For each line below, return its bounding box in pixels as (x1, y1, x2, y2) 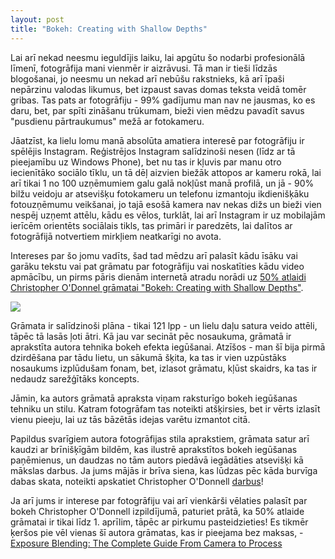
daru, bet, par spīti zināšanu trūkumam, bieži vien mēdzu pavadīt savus (10, 104, 305, 116)
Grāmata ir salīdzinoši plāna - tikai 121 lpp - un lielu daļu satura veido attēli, (10, 319, 318, 331)
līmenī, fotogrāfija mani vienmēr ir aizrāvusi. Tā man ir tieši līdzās (10, 62, 278, 74)
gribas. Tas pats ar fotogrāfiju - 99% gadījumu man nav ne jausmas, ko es (10, 94, 316, 106)
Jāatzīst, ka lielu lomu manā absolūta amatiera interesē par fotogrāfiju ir (10, 134, 305, 146)
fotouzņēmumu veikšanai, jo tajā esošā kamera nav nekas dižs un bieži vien (10, 198, 322, 210)
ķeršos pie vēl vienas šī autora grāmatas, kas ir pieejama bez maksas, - (10, 526, 304, 538)
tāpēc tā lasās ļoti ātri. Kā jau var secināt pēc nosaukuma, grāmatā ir (10, 330, 292, 342)
